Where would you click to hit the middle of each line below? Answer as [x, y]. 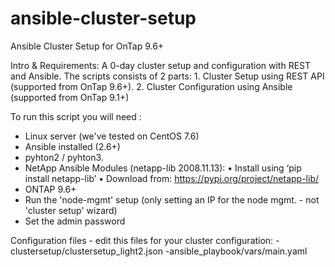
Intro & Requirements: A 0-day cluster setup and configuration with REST [161, 65]
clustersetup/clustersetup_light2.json [86, 251]
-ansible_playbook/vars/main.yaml [236, 251]
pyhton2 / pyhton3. [64, 157]
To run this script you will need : [76, 116]
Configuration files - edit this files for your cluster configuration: [142, 240]
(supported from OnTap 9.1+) [70, 97]
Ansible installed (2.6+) [72, 146]
